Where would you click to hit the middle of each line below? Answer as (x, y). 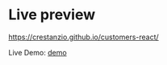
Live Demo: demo (38, 52)
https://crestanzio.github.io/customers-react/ (83, 37)
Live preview (52, 15)
